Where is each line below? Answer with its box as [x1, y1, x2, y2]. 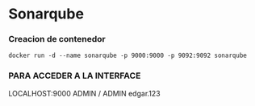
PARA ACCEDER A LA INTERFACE [8, 70, 141, 81]
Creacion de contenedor [8, 34, 107, 45]
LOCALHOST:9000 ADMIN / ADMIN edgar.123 [8, 88, 161, 98]
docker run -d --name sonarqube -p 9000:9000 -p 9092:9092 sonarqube [8, 51, 248, 60]
